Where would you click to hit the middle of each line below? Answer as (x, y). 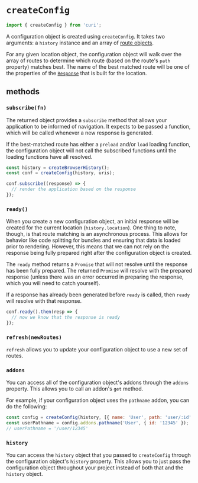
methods (23, 92)
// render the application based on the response (74, 189)
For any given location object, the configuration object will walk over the (94, 54)
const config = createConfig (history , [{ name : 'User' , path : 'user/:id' (99, 418)
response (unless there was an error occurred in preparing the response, (95, 277)
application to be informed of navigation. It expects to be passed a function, (98, 126)
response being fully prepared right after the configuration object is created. (99, 253)
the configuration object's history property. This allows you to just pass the (98, 462)
